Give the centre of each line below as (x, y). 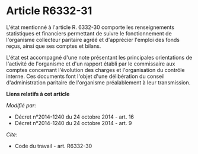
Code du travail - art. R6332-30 (53, 146)
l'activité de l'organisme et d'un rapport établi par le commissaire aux (91, 64)
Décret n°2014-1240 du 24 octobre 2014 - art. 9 (73, 123)
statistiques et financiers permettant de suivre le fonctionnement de (89, 33)
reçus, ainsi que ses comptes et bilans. (54, 46)
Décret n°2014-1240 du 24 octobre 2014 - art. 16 (74, 117)
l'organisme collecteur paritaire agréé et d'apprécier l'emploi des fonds (93, 40)
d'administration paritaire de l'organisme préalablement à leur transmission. (98, 82)
